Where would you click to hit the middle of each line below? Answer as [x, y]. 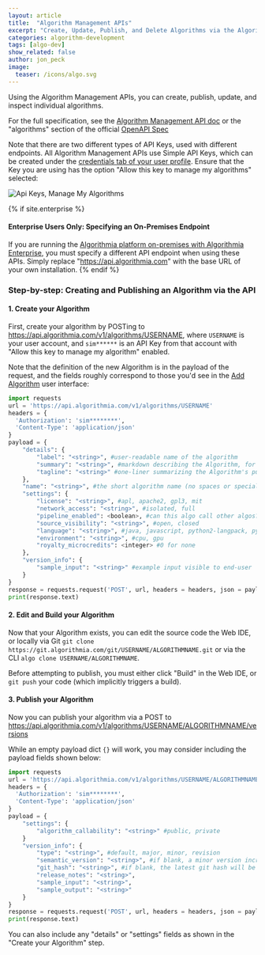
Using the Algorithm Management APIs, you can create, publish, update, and [132, 97]
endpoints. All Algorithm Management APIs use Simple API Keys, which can [131, 153]
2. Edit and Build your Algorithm [62, 615]
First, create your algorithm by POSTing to [77, 326]
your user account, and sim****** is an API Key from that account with [123, 343]
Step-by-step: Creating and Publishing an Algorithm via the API [132, 290]
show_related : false [42, 52]
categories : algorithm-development [67, 38]
